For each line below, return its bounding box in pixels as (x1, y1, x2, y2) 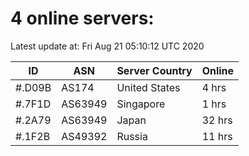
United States (116, 80, 181, 94)
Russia (116, 129, 148, 143)
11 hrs (201, 129, 233, 143)
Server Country (116, 63, 193, 77)
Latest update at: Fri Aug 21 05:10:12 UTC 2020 (10, 40, 205, 52)
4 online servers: (10, 7, 155, 30)
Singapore (116, 97, 166, 111)
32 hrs (201, 113, 233, 127)
